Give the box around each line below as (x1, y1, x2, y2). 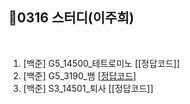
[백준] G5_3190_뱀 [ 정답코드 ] (22, 69, 137, 82)
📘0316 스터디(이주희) (8, 9, 135, 27)
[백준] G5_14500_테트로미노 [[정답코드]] (22, 57, 181, 69)
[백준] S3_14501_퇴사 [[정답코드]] (22, 82, 154, 94)
